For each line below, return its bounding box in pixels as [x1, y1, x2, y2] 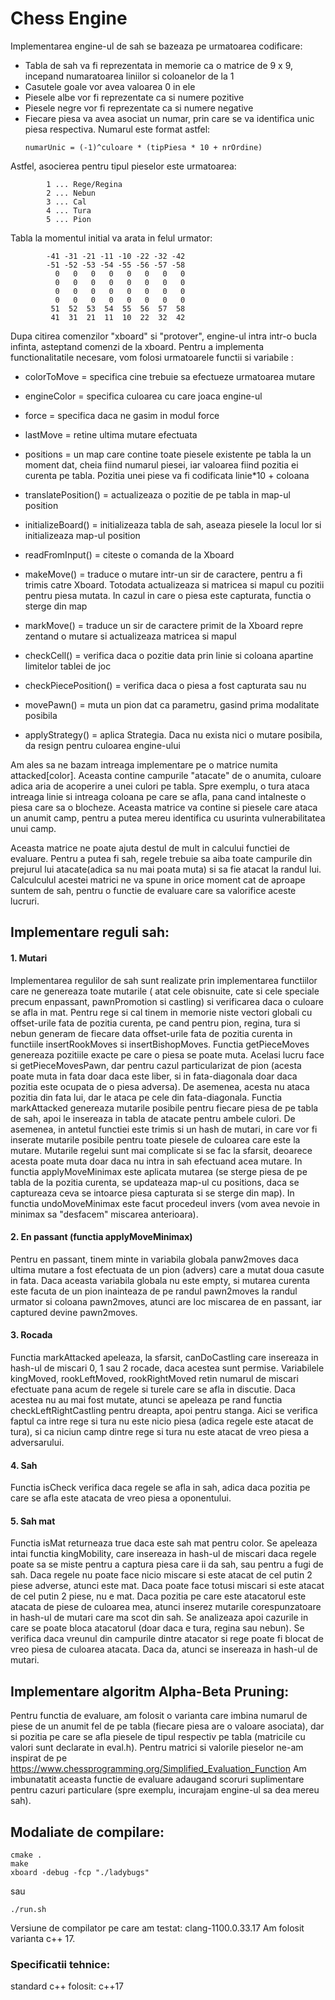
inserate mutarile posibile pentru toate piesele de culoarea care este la [10, 1133, 301, 1146]
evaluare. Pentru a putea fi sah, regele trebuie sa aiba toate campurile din [10, 852, 313, 864]
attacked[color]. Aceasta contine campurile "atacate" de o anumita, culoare [10, 769, 322, 781]
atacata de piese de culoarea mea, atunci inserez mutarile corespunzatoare [10, 1601, 322, 1613]
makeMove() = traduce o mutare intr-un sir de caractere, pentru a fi [24, 568, 303, 580]
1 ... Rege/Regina [46, 179, 123, 189]
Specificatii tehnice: [10, 1957, 111, 1971]
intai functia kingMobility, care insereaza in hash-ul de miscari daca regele [10, 1548, 317, 1560]
